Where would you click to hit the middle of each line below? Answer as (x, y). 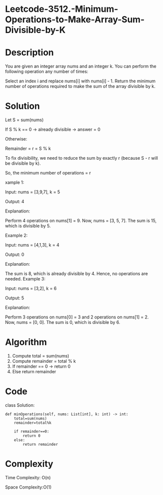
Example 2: (16, 236)
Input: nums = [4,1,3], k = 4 (32, 245)
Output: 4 (15, 202)
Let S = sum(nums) (25, 120)
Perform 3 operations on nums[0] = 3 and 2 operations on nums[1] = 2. (77, 317)
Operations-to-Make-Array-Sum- (75, 19)
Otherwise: (16, 139)
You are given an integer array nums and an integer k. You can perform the (81, 66)
